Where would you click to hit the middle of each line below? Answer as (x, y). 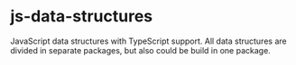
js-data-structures (82, 16)
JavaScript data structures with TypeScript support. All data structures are (148, 41)
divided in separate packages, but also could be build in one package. (141, 50)
